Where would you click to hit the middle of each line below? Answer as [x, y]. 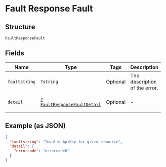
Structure [20, 27]
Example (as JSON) [35, 126]
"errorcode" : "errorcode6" [42, 151]
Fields [15, 53]
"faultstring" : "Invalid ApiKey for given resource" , [66, 142]
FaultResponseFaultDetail [71, 104]
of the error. [144, 88]
